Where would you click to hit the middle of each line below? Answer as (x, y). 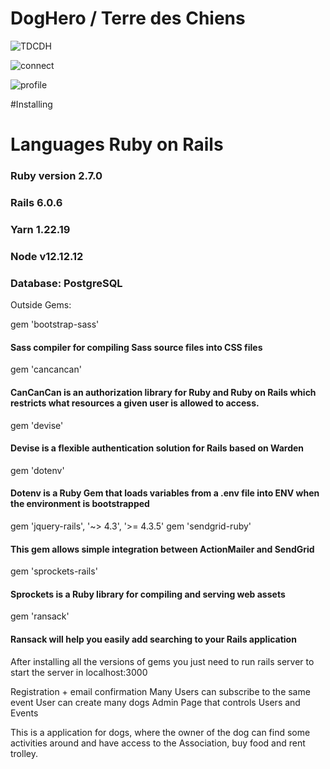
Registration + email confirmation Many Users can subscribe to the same (160, 691)
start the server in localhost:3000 (79, 672)
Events (24, 713)
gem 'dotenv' (37, 470)
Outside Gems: (41, 305)
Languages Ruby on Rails (117, 144)
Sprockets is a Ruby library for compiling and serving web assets (148, 594)
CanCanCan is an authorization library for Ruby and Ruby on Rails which (163, 392)
